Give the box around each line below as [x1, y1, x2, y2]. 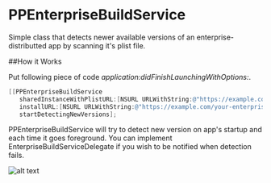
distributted [8, 40, 47, 50]
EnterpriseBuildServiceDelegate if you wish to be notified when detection [8, 142, 252, 152]
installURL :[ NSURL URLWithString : [19, 102, 135, 110]
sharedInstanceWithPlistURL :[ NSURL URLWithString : [19, 95, 194, 103]
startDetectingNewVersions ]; [19, 110, 117, 119]
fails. [8, 151, 25, 160]
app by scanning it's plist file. [48, 40, 146, 50]
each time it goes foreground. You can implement [8, 133, 173, 143]
